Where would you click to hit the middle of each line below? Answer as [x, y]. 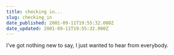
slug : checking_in [29, 17]
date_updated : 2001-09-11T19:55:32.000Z [58, 28]
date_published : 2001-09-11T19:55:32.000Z [60, 23]
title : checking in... [34, 12]
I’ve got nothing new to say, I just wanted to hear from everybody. [88, 45]
